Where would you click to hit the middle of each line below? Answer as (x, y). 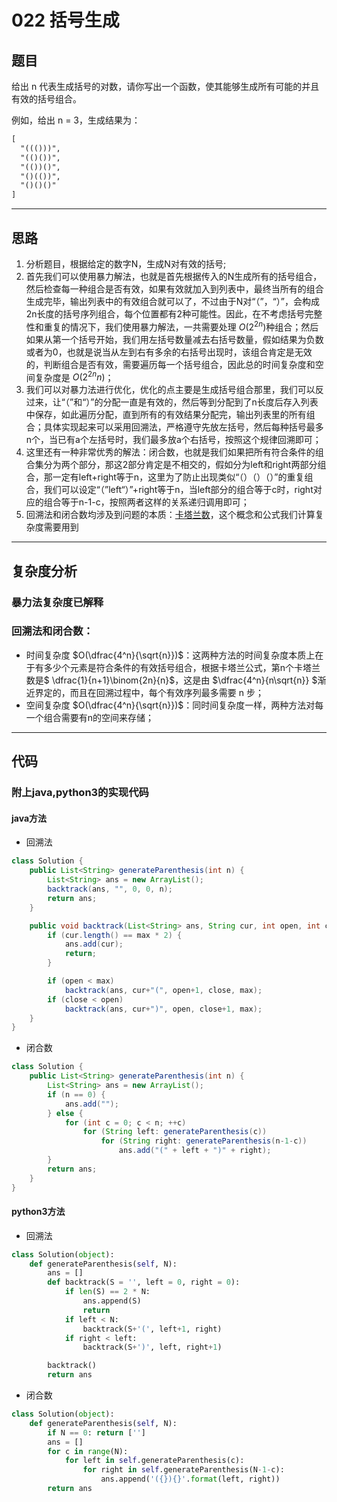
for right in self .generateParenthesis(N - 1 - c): (183, 1470)
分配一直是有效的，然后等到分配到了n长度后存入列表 (210, 402)
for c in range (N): (88, 1451)
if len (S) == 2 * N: (107, 1292)
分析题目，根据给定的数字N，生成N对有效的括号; (126, 263)
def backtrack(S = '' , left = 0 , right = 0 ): (144, 1282)
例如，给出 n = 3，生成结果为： (76, 120)
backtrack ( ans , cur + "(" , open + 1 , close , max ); (163, 990)
